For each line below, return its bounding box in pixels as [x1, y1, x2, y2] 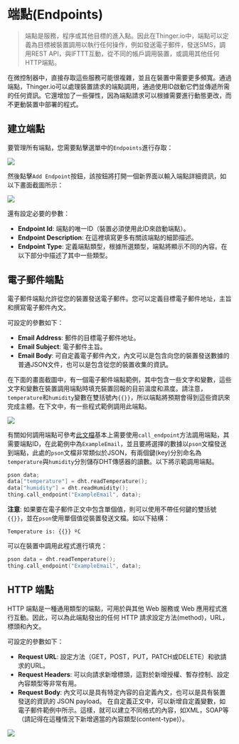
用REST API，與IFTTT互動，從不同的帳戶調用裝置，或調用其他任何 [24, 49, 220, 58]
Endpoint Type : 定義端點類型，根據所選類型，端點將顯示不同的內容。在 [17, 242, 228, 250]
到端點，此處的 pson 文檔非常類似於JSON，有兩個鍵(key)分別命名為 [7, 448, 202, 457]
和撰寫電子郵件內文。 [7, 303, 70, 311]
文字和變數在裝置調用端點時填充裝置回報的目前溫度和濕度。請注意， [7, 384, 207, 393]
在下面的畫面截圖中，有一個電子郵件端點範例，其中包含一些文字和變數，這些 [7, 375, 232, 383]
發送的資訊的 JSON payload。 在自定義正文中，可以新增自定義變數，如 [17, 696, 226, 706]
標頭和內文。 [7, 621, 45, 631]
